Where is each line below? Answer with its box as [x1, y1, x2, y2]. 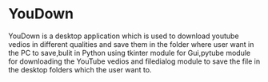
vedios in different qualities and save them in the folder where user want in [8, 39, 254, 49]
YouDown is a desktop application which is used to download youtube [8, 31, 239, 41]
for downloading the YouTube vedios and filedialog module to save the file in [8, 57, 261, 66]
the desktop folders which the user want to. [8, 64, 152, 74]
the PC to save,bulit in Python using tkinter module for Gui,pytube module [8, 48, 250, 57]
